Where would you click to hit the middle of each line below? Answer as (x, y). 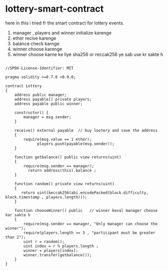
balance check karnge (36, 43)
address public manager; (41, 95)
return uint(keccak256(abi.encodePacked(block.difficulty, (85, 193)
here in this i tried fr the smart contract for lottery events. (65, 23)
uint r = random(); (44, 242)
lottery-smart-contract (55, 9)
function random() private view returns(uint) (64, 184)
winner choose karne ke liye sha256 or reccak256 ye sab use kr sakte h (88, 54)
